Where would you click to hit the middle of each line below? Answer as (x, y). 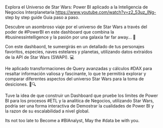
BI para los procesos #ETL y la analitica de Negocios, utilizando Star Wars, (80, 101)
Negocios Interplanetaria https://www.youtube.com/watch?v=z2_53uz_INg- (81, 12)
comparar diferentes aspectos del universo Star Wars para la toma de (74, 79)
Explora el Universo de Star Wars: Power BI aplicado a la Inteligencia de (76, 7)
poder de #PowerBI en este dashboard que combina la (60, 32)
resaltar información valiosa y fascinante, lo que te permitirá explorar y (76, 73)
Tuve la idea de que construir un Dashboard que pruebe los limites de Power (81, 95)
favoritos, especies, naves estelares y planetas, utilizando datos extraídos (79, 52)
